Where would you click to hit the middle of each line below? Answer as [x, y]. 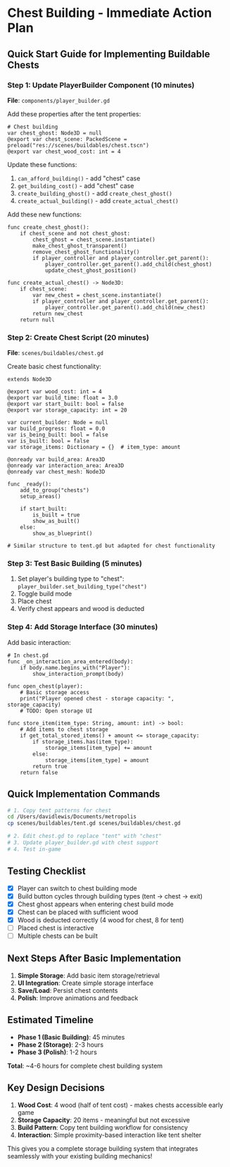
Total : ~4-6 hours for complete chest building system [85, 1066]
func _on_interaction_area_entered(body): [70, 661]
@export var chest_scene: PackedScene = [68, 139]
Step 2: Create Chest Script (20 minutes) [78, 338]
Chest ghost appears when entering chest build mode [95, 904]
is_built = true [56, 515]
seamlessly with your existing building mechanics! [80, 1156]
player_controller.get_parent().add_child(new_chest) [125, 307]
